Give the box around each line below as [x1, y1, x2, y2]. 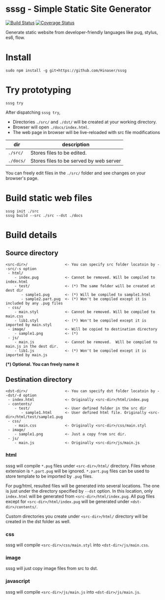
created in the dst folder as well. [5, 518, 71, 524]
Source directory [5, 249, 58, 257]
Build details [5, 229, 57, 240]
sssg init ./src [5, 208, 39, 214]
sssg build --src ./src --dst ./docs [5, 213, 83, 218]
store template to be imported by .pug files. [5, 473, 93, 479]
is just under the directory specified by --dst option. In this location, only [5, 488, 153, 494]
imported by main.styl [5, 322, 52, 327]
